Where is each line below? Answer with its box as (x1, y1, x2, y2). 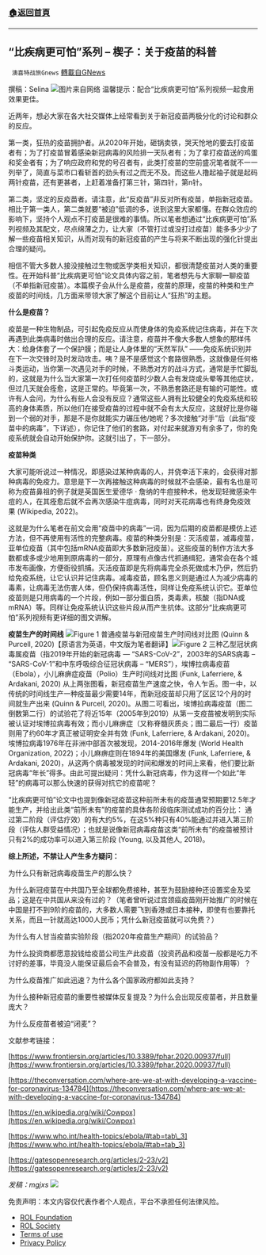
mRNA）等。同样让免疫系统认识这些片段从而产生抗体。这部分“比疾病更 (8, 603, 240, 612)
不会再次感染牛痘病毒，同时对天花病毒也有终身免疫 (77, 497, 244, 507)
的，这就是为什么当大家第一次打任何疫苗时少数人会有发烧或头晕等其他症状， (8, 374, 258, 384)
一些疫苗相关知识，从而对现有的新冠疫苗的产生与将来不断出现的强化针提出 (14, 234, 258, 243)
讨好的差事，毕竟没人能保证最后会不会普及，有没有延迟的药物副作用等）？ (8, 958, 251, 968)
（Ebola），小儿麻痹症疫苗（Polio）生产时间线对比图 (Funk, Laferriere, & (8, 669, 243, 679)
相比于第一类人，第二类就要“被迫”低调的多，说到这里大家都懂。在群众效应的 (8, 205, 257, 214)
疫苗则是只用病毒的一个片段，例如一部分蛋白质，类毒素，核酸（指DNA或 (8, 593, 245, 603)
